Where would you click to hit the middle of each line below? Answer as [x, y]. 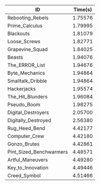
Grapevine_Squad [28, 49]
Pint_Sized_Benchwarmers [38, 152]
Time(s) [83, 9]
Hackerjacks [22, 89]
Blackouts [19, 34]
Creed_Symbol [24, 176]
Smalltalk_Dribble [27, 81]
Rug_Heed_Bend [26, 128]
